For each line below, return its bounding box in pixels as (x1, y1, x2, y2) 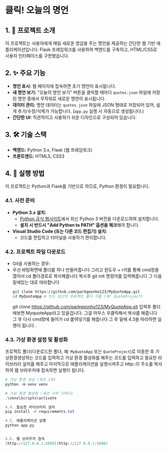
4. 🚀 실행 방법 (5, 169, 45, 178)
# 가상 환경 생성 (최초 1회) (5, 377, 56, 382)
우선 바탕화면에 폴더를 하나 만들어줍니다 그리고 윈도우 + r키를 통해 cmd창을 (12, 267, 159, 273)
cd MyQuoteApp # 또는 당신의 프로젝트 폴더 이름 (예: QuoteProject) (12, 294, 143, 299)
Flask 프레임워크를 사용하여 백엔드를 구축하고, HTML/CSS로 (39, 47, 158, 53)
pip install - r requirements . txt (5, 409, 75, 414)
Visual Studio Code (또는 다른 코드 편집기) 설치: (12, 228, 107, 234)
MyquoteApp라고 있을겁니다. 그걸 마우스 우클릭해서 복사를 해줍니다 (25, 310, 158, 316)
